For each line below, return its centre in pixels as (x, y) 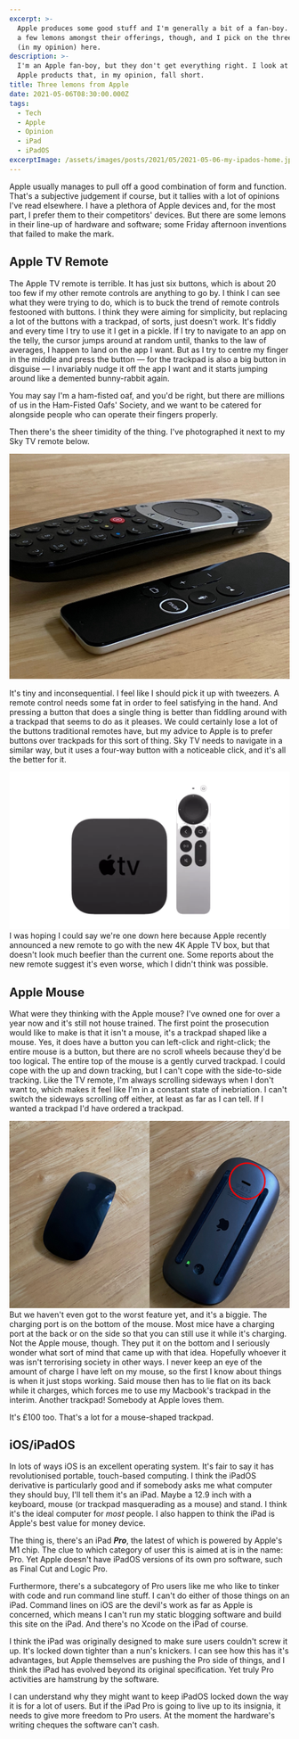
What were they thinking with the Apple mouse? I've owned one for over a (145, 1013)
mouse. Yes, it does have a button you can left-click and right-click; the (140, 1042)
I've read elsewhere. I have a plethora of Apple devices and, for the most (142, 205)
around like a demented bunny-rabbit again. (90, 378)
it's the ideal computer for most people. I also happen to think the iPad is (142, 1514)
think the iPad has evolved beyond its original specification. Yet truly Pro (141, 1670)
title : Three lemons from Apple (69, 85)
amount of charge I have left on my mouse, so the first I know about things (145, 1371)
